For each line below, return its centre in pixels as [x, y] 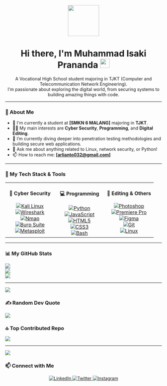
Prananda [78, 65]
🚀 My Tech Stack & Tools [36, 174]
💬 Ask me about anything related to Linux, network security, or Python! [85, 149]
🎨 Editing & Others [129, 193]
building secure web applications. [47, 144]
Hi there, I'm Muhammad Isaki [83, 54]
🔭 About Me [20, 112]
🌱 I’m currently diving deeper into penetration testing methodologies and [87, 139]
